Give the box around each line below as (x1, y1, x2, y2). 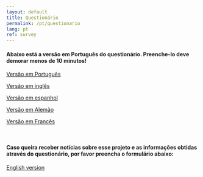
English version (6, 164, 45, 171)
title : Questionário (6, 15, 59, 21)
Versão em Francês (6, 118, 55, 125)
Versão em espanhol (6, 94, 58, 101)
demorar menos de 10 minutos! (6, 57, 87, 64)
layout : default (6, 9, 48, 15)
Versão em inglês (6, 82, 50, 90)
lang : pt (6, 26, 29, 32)
